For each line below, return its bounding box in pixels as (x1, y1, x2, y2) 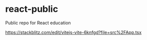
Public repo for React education (5, 20, 71, 26)
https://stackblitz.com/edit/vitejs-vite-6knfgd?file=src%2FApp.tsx (5, 29, 142, 35)
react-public (5, 3, 58, 15)
